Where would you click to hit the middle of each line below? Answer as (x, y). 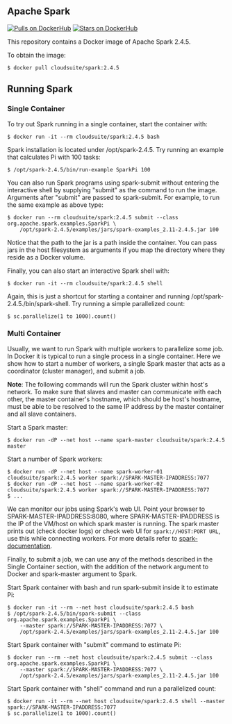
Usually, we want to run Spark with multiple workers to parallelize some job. (116, 348)
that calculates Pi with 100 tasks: (54, 157)
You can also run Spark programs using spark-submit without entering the (113, 183)
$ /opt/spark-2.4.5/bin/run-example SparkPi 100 (79, 169)
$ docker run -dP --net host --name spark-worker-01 (85, 471)
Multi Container (34, 334)
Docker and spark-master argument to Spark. (72, 574)
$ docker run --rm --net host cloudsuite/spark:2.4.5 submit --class (110, 657)
